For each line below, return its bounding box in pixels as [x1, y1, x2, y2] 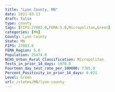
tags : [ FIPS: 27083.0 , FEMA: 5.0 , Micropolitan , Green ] [5, 25, 111, 30]
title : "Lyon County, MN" [5, 7, 58, 12]
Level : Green [5, 75, 32, 80]
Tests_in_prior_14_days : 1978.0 [5, 61, 71, 66]
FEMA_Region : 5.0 [5, 48, 41, 53]
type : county [5, 20, 32, 26]
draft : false [5, 16, 32, 21]
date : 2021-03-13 [5, 12, 41, 17]
